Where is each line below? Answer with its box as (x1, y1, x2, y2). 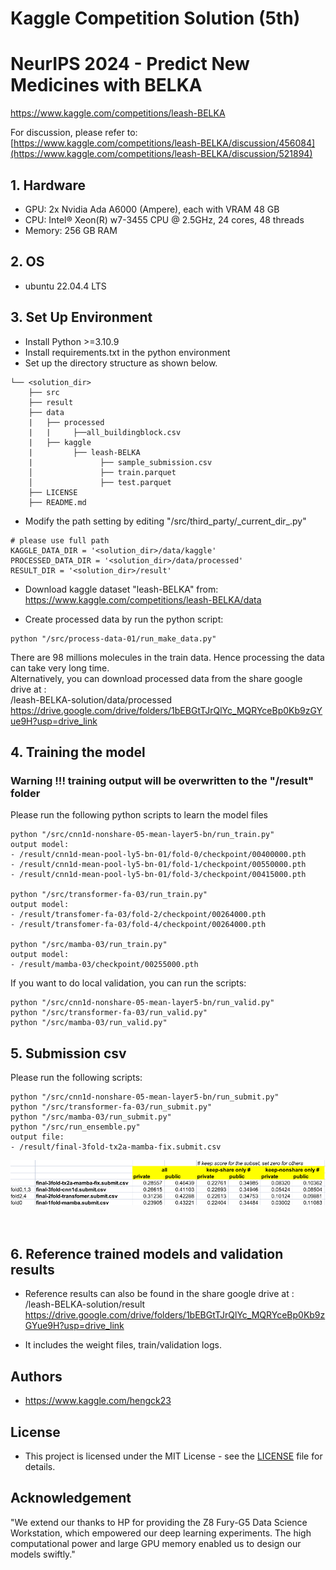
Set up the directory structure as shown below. (24, 357, 218, 369)
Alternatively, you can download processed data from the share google (10, 672, 303, 684)
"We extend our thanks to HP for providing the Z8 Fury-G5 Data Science (10, 1516, 308, 1528)
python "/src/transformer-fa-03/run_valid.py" (10, 1008, 208, 1018)
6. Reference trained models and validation (10, 1246, 284, 1262)
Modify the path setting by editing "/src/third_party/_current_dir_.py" (24, 515, 307, 527)
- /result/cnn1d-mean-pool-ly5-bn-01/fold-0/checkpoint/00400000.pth (10, 850, 307, 860)
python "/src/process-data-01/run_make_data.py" (10, 633, 217, 644)
